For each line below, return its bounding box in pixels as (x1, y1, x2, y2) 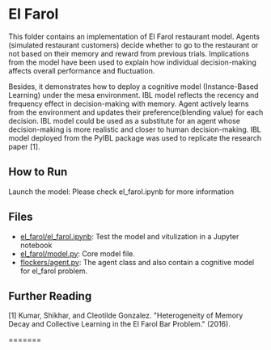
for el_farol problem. (19, 266, 88, 276)
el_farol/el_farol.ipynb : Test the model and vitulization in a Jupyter (19, 231, 239, 241)
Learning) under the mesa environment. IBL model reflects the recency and (8, 90, 259, 99)
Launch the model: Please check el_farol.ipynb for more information (8, 187, 235, 196)
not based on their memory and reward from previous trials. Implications (8, 48, 249, 58)
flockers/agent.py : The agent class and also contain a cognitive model (19, 257, 255, 267)
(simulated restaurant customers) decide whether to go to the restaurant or (8, 40, 259, 49)
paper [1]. (8, 141, 40, 151)
